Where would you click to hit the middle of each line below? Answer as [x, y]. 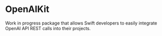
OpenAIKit [27, 9]
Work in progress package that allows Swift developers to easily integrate [81, 23]
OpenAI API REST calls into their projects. [48, 28]
